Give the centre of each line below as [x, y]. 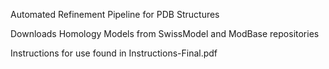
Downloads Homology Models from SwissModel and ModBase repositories [165, 33]
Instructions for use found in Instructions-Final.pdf [114, 53]
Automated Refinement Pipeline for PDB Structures [115, 14]
